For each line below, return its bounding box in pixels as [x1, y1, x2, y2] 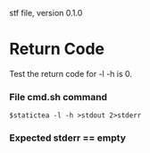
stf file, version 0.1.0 [9, 8, 83, 18]
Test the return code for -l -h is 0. [9, 68, 132, 79]
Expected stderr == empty [9, 132, 127, 144]
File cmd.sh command [9, 90, 108, 103]
